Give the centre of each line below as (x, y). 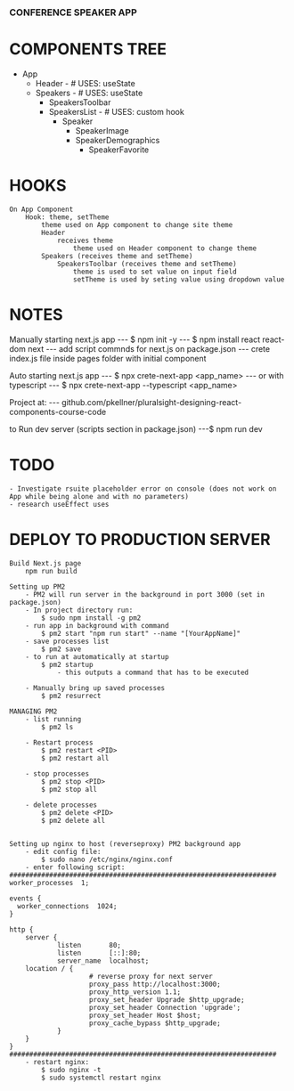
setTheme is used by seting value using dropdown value (179, 279)
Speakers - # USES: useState (89, 93)
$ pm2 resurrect (71, 696)
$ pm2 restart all (75, 758)
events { (25, 898)
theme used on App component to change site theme (137, 224)
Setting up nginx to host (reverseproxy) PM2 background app (125, 843)
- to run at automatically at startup (97, 656)
